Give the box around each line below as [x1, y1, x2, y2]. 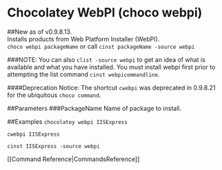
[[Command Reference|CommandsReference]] [7, 155, 140, 163]
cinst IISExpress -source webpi [7, 142, 100, 149]
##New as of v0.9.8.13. [7, 28, 72, 36]
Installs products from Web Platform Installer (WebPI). [7, 34, 160, 43]
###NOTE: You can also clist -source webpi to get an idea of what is [7, 55, 205, 63]
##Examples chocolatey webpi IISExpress [7, 117, 128, 125]
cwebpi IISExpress [7, 131, 60, 138]
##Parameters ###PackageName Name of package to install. [7, 104, 181, 112]
